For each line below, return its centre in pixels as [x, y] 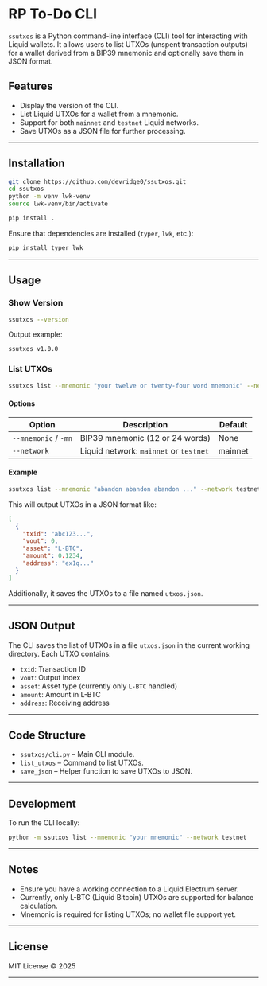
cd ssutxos [26, 189]
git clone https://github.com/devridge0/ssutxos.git [97, 181]
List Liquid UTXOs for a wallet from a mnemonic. [99, 114]
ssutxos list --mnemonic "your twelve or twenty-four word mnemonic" [126, 386]
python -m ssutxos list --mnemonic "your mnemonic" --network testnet [128, 838]
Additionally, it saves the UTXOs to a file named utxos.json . [106, 593]
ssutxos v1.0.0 [33, 349]
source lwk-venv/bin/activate [58, 204]
